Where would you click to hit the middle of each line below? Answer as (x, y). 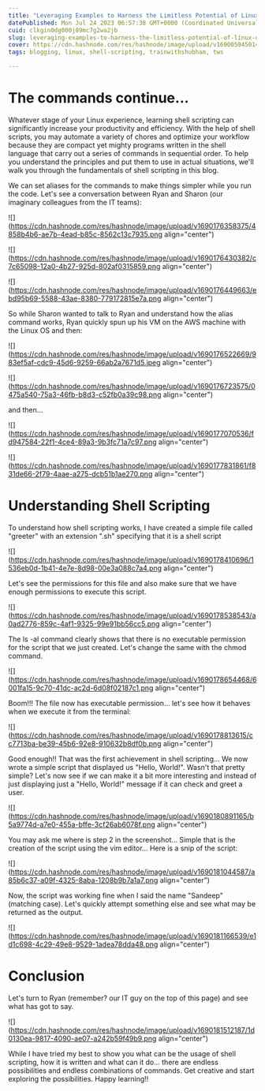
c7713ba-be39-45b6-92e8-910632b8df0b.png (85, 743)
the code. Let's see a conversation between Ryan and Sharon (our (116, 193)
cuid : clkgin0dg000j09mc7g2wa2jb (63, 30)
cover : (19, 45)
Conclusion (47, 976)
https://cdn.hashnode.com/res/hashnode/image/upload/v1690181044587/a (133, 872)
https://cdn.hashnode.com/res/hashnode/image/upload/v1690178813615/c (132, 735)
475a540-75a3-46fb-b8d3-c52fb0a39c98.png (85, 394)
